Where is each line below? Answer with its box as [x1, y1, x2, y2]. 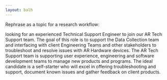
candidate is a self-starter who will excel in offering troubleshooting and [5, 63, 156, 69]
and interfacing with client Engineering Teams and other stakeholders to [5, 42, 157, 48]
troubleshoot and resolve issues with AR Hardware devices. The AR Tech [5, 47, 159, 53]
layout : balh [5, 7, 33, 13]
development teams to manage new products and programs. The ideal [5, 58, 153, 64]
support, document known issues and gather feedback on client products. [5, 69, 161, 75]
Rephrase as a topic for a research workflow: [5, 21, 100, 27]
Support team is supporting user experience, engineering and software [5, 53, 154, 59]
